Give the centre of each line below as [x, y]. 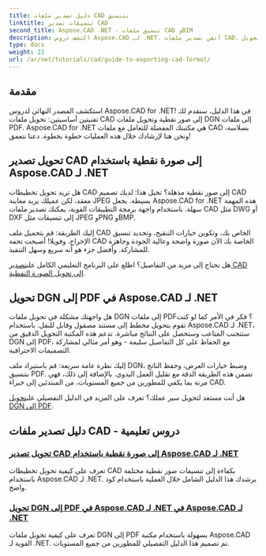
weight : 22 [27, 52]
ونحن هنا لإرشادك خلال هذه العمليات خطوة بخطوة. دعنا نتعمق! [100, 136]
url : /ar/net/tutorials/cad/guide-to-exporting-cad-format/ [110, 60]
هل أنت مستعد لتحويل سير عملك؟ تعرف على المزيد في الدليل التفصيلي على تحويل [127, 398]
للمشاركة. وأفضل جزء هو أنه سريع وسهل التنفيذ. [79, 249]
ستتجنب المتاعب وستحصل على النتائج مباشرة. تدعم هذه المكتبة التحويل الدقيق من [129, 333]
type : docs [27, 45]
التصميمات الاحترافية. [40, 350]
